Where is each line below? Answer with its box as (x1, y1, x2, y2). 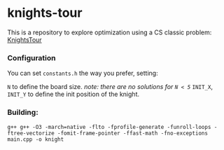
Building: (7, 107, 38, 117)
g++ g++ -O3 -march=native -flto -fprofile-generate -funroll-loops (7, 123, 211, 130)
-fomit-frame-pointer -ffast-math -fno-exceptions (57, 130, 209, 137)
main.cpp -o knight (7, 135, 64, 143)
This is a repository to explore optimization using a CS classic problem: (7, 28, 212, 36)
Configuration (7, 53, 56, 62)
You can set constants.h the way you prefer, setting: (7, 69, 159, 78)
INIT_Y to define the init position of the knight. (7, 90, 140, 99)
